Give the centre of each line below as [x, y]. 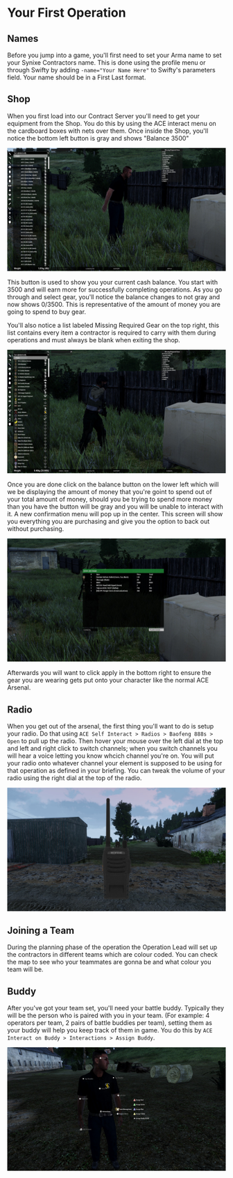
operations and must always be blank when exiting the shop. [94, 340]
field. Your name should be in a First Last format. [77, 77]
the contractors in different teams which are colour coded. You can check [113, 955]
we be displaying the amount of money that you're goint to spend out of [110, 491]
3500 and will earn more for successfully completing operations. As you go [115, 289]
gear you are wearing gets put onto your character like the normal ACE [108, 680]
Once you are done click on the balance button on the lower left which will [113, 484]
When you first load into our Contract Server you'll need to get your [103, 116]
